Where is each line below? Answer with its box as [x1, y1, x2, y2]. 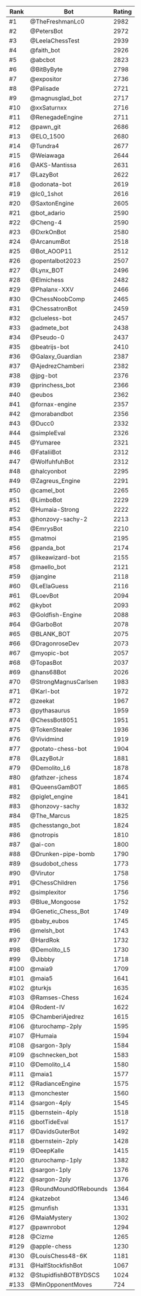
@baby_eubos [30, 917, 69, 925]
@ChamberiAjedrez [30, 1013, 84, 1020]
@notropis [30, 831, 59, 838]
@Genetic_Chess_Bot [30, 907, 90, 915]
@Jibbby [30, 955, 55, 963]
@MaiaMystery [30, 1214, 72, 1221]
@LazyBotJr [30, 754, 65, 762]
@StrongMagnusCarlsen [30, 678, 98, 685]
